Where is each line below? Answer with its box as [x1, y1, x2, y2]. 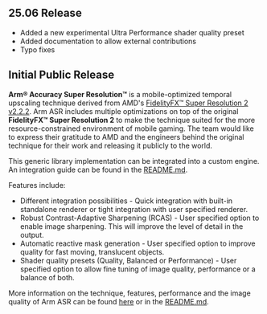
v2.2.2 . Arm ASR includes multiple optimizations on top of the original [8, 106, 239, 116]
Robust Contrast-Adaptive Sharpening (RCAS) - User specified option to [19, 213, 260, 222]
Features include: [8, 180, 66, 190]
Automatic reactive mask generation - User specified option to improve [19, 239, 256, 248]
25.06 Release [8, 6, 82, 20]
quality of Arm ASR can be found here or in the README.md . [8, 296, 209, 306]
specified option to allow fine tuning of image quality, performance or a [19, 264, 256, 274]
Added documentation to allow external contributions [19, 36, 197, 46]
